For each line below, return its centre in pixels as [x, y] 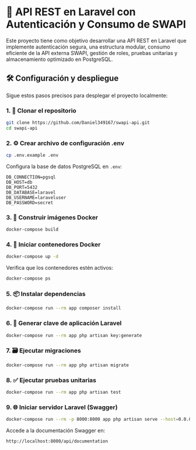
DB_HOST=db [19, 182]
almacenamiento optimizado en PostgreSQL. [60, 59]
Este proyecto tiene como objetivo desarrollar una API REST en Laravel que [96, 40]
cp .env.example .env [32, 155]
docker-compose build [32, 230]
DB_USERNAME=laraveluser [36, 197]
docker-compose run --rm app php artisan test [64, 392]
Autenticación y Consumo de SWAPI [96, 24]
